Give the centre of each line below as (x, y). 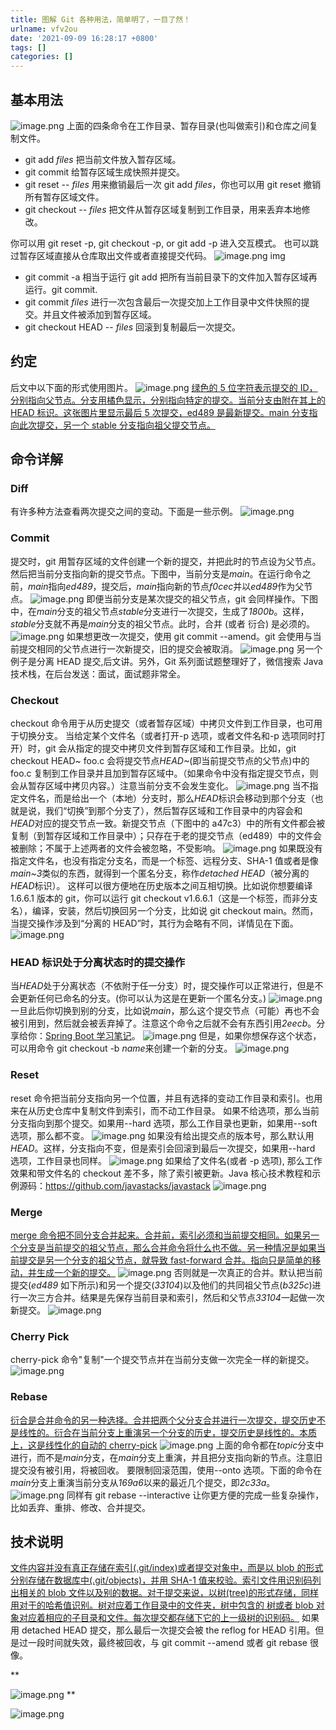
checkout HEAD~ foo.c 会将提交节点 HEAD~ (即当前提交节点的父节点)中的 (160, 761)
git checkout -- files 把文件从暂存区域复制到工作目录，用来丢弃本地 (163, 209)
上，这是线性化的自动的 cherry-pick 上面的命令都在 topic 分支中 (167, 1445)
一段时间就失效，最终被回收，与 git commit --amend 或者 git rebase (167, 1643)
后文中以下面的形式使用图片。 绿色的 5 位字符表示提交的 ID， (164, 387)
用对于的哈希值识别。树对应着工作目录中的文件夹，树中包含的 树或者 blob (162, 1605)
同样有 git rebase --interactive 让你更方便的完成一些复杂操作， (195, 1495)
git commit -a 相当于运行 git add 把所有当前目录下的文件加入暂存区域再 (171, 277)
